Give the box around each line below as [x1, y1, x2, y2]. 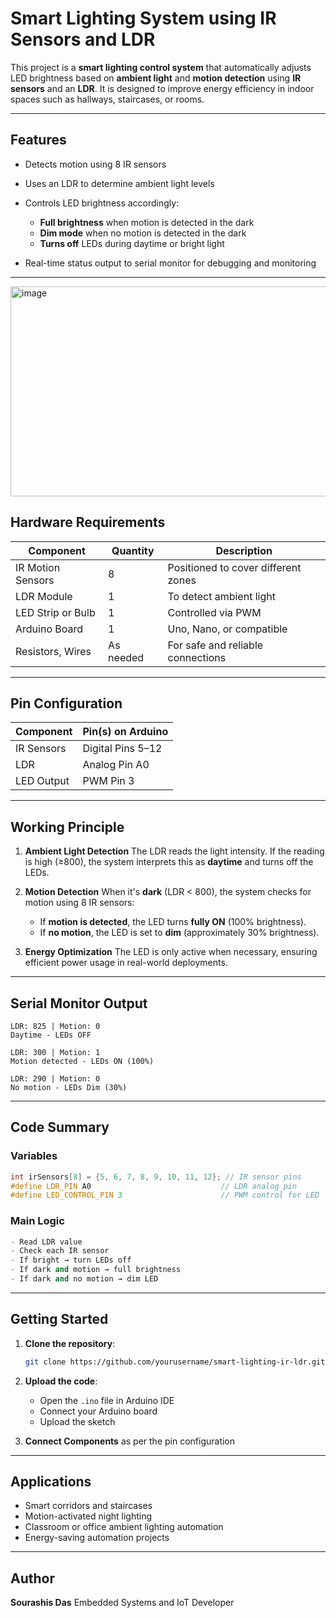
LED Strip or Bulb [15, 605, 96, 619]
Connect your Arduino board [39, 1405, 158, 1417]
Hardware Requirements [10, 514, 166, 531]
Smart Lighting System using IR [10, 7, 277, 30]
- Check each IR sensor [10, 1246, 110, 1256]
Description [215, 543, 273, 557]
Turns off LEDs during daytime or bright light [39, 237, 225, 249]
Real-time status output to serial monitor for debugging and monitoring [24, 257, 317, 269]
